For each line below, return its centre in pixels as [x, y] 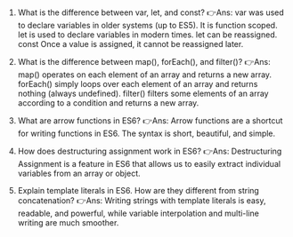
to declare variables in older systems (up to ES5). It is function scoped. [147, 25]
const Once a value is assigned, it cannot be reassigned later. [130, 44]
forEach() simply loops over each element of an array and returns [138, 84]
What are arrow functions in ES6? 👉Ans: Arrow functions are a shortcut [150, 121]
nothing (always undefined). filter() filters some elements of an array [143, 93]
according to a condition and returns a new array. [108, 103]
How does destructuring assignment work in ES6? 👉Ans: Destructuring [150, 151]
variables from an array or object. [79, 173]
